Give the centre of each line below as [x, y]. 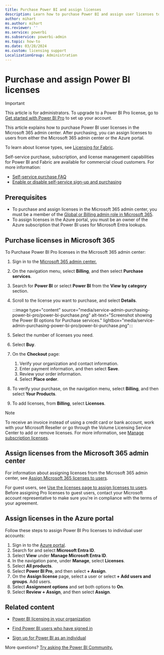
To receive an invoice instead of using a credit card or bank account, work [80, 422]
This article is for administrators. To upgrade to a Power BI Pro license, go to [82, 113]
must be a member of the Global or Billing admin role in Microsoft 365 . [83, 215]
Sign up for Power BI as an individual [49, 638]
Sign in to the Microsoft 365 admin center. [54, 261]
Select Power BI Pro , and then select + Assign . [59, 571]
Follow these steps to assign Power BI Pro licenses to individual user [74, 530]
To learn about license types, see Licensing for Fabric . [60, 147]
